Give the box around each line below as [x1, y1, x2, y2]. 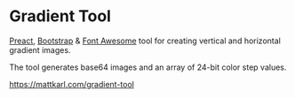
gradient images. [9, 44, 71, 55]
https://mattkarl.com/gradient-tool [9, 79, 135, 89]
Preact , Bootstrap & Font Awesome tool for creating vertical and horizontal [9, 35, 282, 46]
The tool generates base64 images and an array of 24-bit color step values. [9, 62, 287, 72]
